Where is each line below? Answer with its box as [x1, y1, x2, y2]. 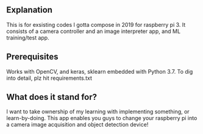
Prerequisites [6, 52, 59, 62]
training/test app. [6, 33, 50, 41]
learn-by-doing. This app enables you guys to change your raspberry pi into [6, 115, 198, 122]
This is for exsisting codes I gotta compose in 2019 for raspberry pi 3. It [6, 21, 186, 28]
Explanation [6, 5, 53, 15]
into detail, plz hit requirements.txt [6, 74, 93, 82]
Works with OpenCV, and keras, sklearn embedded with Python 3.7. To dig [6, 68, 193, 75]
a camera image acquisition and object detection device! [6, 121, 149, 129]
